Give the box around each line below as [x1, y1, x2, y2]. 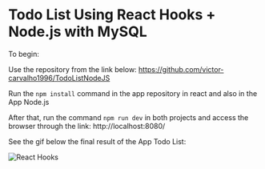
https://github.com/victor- [139, 64, 224, 74]
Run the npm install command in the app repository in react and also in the [8, 88, 258, 98]
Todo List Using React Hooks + [8, 6, 216, 24]
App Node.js [8, 97, 50, 107]
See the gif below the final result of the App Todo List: [8, 136, 187, 146]
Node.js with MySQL [8, 22, 148, 41]
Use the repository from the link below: [8, 64, 138, 74]
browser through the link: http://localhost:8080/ [8, 121, 166, 131]
